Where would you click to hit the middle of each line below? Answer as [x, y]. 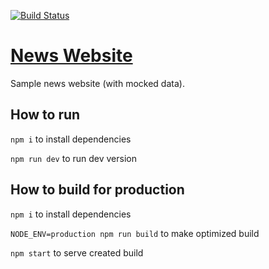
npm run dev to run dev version [73, 158]
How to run [45, 115]
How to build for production [97, 190]
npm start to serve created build [77, 252]
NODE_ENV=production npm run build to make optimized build [135, 233]
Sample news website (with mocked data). [97, 83]
